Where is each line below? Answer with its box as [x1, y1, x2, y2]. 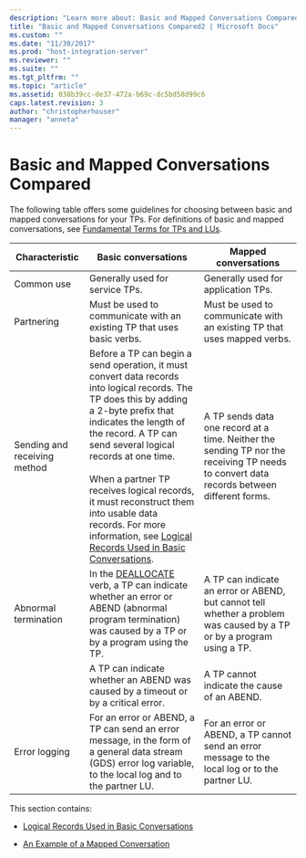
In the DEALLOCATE [89, 568, 175, 581]
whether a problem [203, 608, 285, 621]
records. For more [89, 518, 167, 531]
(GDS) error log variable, [89, 757, 194, 769]
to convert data [203, 467, 270, 480]
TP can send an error [89, 723, 180, 736]
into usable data [89, 507, 158, 520]
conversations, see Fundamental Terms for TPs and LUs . [9, 224, 222, 235]
